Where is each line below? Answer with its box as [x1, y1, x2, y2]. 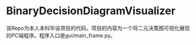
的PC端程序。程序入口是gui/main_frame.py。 [6, 31, 116, 39]
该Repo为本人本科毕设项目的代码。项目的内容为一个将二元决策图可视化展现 [6, 24, 190, 31]
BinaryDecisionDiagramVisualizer [6, 4, 176, 18]
